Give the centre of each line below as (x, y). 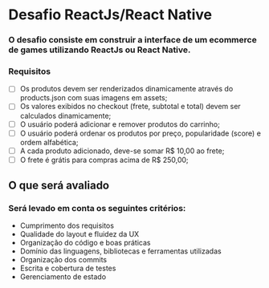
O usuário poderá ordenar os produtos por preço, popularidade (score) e (140, 133)
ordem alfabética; (49, 142)
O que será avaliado (59, 186)
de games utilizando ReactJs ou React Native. (100, 50)
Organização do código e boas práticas (85, 243)
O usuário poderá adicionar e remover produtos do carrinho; (120, 124)
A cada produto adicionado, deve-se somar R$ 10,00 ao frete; (122, 151)
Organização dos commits (63, 260)
